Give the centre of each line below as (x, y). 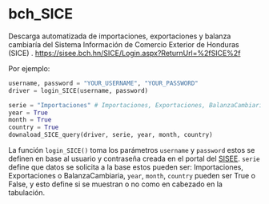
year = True (28, 113)
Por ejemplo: (29, 68)
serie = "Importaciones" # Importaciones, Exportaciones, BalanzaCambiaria (137, 105)
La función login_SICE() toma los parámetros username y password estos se (132, 150)
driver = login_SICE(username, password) (78, 90)
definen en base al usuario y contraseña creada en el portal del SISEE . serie (134, 159)
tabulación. (27, 193)
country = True (34, 128)
